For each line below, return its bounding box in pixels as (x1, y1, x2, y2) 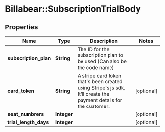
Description (90, 38, 118, 44)
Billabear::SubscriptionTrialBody (5, 3, 141, 15)
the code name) (78, 64, 114, 71)
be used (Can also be (78, 58, 127, 65)
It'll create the (78, 91, 110, 97)
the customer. (78, 103, 110, 109)
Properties (5, 23, 38, 31)
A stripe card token (78, 72, 122, 79)
